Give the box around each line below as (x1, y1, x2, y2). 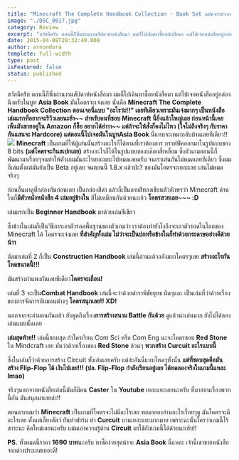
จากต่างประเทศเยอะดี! (7, 446, 58, 454)
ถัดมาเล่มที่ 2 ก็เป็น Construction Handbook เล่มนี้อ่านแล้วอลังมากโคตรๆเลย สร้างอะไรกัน (7, 252, 230, 260)
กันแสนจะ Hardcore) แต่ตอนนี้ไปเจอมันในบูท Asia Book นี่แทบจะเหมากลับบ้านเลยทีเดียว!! (7, 130, 228, 138)
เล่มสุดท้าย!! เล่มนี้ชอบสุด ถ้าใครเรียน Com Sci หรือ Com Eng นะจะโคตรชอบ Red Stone (7, 333, 228, 342)
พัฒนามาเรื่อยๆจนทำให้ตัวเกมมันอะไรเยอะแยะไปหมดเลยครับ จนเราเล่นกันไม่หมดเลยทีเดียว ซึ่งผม (7, 155, 232, 163)
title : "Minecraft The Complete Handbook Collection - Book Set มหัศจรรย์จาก (7, 10, 231, 18)
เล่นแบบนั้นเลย (7, 319, 43, 327)
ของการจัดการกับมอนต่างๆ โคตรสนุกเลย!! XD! (7, 297, 117, 305)
